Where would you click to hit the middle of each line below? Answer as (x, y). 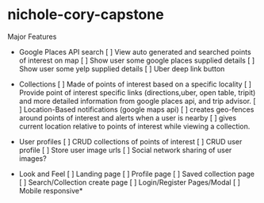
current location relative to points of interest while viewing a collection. (134, 126)
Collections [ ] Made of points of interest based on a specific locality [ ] (135, 84)
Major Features (32, 36)
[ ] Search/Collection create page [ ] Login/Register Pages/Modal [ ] (130, 182)
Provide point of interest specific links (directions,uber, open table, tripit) (137, 92)
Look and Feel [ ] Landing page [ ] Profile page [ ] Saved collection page (137, 174)
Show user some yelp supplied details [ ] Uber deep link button (122, 68)
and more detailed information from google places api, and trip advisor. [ (137, 101)
